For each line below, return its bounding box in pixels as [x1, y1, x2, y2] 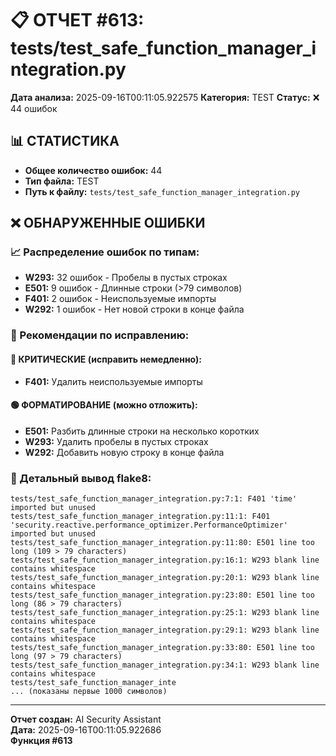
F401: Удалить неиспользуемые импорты [24, 375, 203, 387]
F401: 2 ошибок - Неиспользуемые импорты [24, 293, 217, 305]
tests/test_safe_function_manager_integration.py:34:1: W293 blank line [10, 660, 320, 671]
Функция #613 [10, 735, 73, 747]
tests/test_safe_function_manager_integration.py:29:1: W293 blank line [10, 625, 320, 636]
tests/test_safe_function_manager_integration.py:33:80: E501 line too [10, 643, 315, 653]
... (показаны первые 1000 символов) [10, 687, 168, 697]
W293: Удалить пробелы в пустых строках [24, 435, 209, 447]
